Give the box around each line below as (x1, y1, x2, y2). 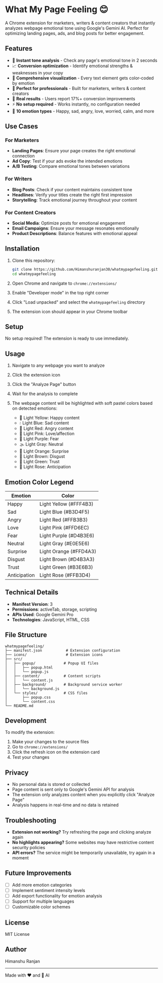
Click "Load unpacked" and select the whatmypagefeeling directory (12, 299, 146, 305)
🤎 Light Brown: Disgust (19, 454, 65, 459)
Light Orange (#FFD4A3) (39, 548, 97, 555)
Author (5, 946, 27, 954)
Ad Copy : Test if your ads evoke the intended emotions (12, 158, 123, 164)
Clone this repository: (12, 257, 55, 263)
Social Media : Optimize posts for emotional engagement (12, 220, 125, 226)
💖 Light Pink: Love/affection (19, 431, 75, 437)
